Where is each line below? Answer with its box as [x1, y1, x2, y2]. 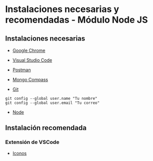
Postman [12, 67, 31, 73]
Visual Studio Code [12, 57, 53, 63]
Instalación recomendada [5, 124, 87, 132]
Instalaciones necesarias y [5, 4, 119, 15]
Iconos [12, 150, 27, 156]
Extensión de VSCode [5, 139, 60, 146]
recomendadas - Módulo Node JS [5, 14, 148, 26]
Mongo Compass [12, 77, 49, 82]
